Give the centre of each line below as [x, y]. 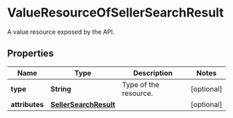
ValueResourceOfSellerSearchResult [115, 13]
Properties [31, 53]
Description [153, 72]
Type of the [140, 84]
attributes [27, 104]
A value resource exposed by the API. [61, 32]
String [61, 89]
